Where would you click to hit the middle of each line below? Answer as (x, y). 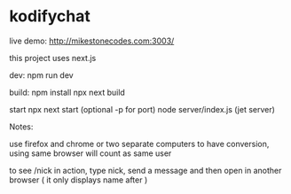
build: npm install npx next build (67, 92)
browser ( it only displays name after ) (79, 180)
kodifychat (50, 16)
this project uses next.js (53, 58)
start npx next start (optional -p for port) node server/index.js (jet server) (142, 109)
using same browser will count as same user (90, 153)
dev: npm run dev (41, 75)
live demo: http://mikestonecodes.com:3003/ (92, 41)
